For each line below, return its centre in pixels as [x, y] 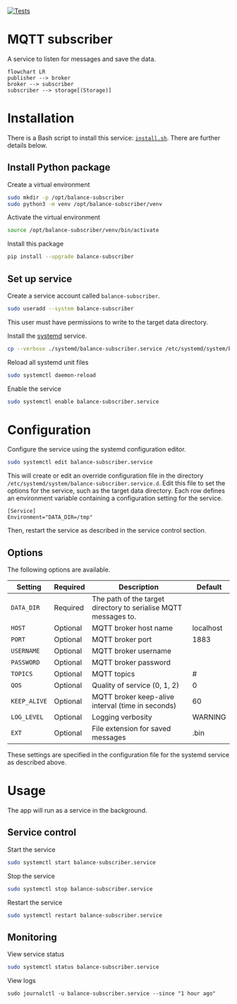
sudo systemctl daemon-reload [52, 375]
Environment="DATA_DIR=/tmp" [50, 518]
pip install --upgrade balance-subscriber [71, 257]
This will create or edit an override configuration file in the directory [105, 476]
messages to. [114, 617]
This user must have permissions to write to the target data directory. [108, 322]
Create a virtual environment [49, 184]
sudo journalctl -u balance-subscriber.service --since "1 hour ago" [112, 994]
